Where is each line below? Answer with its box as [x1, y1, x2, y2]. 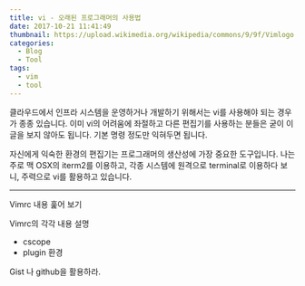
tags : [9, 64, 30, 73]
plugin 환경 [22, 246, 64, 258]
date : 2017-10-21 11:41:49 [9, 22, 112, 31]
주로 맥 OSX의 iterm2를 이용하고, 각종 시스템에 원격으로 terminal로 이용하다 [9, 159, 279, 170]
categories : [9, 38, 54, 48]
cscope [22, 236, 52, 247]
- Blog [17, 47, 43, 56]
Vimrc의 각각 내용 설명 [9, 218, 90, 229]
